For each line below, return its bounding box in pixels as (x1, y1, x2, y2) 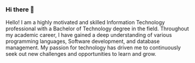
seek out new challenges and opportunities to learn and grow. (5, 51, 156, 58)
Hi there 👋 (5, 5, 35, 14)
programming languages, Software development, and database (5, 38, 160, 45)
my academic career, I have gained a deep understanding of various (5, 31, 172, 39)
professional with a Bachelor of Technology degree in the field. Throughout (5, 25, 189, 32)
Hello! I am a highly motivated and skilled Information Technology (5, 19, 165, 26)
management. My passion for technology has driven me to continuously (5, 44, 181, 51)
